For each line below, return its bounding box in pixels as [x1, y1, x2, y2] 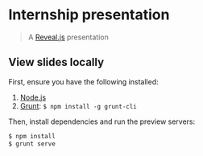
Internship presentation [8, 6, 170, 24]
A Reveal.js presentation [27, 32, 109, 42]
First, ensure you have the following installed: [8, 76, 159, 86]
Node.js [19, 92, 47, 102]
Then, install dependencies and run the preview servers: [8, 117, 196, 126]
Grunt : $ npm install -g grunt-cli [19, 101, 137, 110]
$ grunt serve [8, 139, 56, 148]
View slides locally [8, 55, 105, 69]
